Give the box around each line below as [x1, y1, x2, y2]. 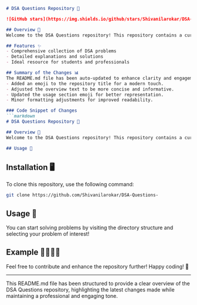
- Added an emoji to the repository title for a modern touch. [6, 81, 164, 86]
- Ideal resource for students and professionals [6, 59, 130, 65]
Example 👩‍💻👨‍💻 [6, 247, 60, 257]
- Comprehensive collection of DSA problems [6, 48, 117, 54]
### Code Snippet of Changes [6, 108, 77, 114]
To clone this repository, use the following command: [6, 181, 134, 188]
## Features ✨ [6, 43, 42, 49]
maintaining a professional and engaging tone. [6, 292, 118, 299]
